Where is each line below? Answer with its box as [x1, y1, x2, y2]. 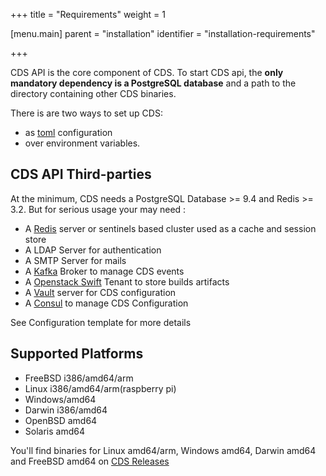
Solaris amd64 [24, 425, 85, 437]
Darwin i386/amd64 [24, 404, 108, 416]
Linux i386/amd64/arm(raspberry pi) [24, 382, 177, 394]
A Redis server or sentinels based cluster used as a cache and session [24, 222, 317, 234]
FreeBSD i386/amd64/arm [24, 372, 134, 384]
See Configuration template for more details [10, 316, 192, 328]
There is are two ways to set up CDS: [10, 107, 163, 119]
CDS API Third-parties [10, 166, 152, 183]
